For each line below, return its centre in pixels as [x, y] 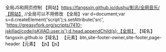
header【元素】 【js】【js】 [34, 44]
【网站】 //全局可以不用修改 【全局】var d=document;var [65, 14]
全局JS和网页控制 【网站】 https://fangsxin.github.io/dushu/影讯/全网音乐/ [82, 7]
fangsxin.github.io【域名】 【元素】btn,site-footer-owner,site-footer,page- [84, 37]
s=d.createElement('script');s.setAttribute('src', [55, 20]
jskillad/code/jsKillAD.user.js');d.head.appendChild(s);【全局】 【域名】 [80, 31]
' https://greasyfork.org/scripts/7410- [44, 25]
